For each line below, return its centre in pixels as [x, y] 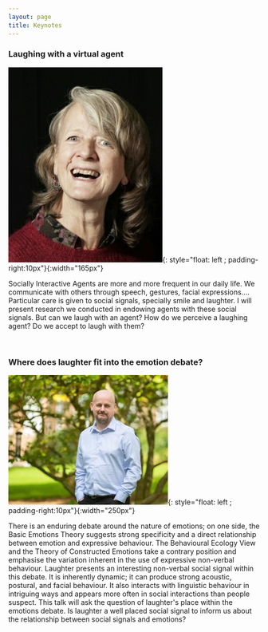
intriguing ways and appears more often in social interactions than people [129, 594]
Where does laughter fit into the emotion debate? [106, 361]
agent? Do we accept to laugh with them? [77, 326]
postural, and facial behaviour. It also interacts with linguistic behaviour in [129, 586]
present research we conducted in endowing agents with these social [122, 309]
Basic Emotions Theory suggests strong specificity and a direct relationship [132, 535]
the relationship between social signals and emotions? [97, 619]
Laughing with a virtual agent [66, 54]
